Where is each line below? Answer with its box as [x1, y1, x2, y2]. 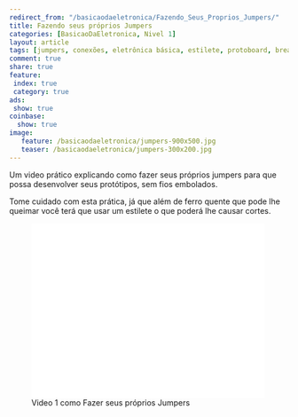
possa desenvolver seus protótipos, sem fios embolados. [9, 178, 218, 189]
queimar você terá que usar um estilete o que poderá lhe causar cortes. [9, 205, 271, 216]
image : [9, 129, 34, 138]
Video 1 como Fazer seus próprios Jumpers [31, 397, 191, 408]
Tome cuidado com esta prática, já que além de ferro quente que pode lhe [9, 196, 281, 207]
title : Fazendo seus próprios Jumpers [9, 21, 153, 30]
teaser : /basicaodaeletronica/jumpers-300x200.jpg [20, 145, 213, 153]
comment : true [9, 54, 62, 63]
